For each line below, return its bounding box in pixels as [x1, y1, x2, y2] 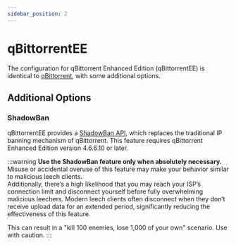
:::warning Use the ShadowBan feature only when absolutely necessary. [7, 158, 222, 166]
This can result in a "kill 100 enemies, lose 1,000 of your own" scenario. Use [7, 223, 228, 232]
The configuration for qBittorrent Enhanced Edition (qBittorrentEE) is [7, 64, 206, 73]
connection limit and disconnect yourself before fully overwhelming [7, 187, 204, 196]
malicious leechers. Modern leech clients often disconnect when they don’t [7, 195, 225, 203]
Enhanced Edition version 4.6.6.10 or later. [7, 144, 129, 152]
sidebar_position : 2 [7, 10, 68, 18]
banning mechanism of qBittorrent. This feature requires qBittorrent [7, 137, 203, 145]
